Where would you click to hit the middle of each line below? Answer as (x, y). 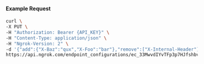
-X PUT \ (17, 27)
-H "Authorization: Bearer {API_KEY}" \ (58, 32)
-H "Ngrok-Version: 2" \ (37, 43)
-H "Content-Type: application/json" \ (56, 38)
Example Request (28, 8)
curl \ (14, 21)
